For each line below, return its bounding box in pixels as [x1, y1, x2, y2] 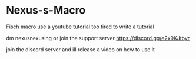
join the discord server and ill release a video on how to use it [6, 45, 155, 53]
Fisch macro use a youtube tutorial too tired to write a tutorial [6, 23, 154, 30]
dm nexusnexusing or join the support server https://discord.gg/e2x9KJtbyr [6, 34, 190, 41]
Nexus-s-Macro [6, 4, 86, 17]
